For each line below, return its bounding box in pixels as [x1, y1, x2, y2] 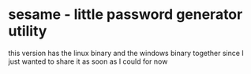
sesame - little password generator [8, 6, 243, 24]
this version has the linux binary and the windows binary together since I [8, 48, 245, 57]
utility [8, 22, 47, 40]
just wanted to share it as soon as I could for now [8, 57, 168, 66]
